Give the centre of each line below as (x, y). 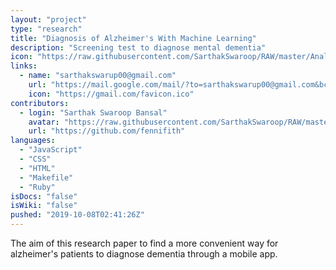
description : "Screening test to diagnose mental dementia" (138, 47)
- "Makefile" (46, 177)
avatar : (44, 122)
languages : (33, 141)
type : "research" (46, 29)
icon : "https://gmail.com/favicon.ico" (111, 94)
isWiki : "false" (44, 206)
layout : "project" (48, 19)
